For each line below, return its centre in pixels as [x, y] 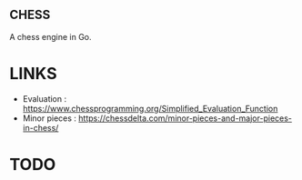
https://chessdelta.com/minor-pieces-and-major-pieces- [186, 118]
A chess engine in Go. [51, 36]
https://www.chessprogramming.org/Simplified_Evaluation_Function [150, 108]
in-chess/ [40, 127]
